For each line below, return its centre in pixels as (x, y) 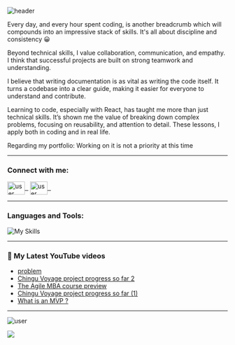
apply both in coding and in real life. (59, 132)
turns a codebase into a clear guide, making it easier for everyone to (106, 89)
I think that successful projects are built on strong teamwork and (100, 60)
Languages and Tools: (45, 216)
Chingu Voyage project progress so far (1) (78, 293)
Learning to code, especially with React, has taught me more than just (108, 110)
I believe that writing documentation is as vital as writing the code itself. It (113, 81)
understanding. (29, 68)
